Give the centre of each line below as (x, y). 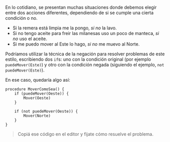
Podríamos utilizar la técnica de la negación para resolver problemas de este (85, 54)
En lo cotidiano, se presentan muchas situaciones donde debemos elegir (81, 7)
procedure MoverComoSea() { (35, 89)
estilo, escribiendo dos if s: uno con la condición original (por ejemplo (78, 59)
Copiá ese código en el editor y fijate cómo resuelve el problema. (86, 134)
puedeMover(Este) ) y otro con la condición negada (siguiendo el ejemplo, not (85, 65)
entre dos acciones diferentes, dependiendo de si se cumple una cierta (79, 13)
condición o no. (22, 18)
